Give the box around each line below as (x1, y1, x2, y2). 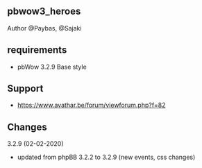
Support (7, 83, 44, 94)
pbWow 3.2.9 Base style (17, 62, 87, 71)
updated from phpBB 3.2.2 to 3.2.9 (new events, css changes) (17, 153, 196, 162)
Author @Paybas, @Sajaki (7, 24, 82, 32)
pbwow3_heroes (7, 6, 81, 17)
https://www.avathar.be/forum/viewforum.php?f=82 (17, 101, 166, 110)
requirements (7, 44, 67, 56)
